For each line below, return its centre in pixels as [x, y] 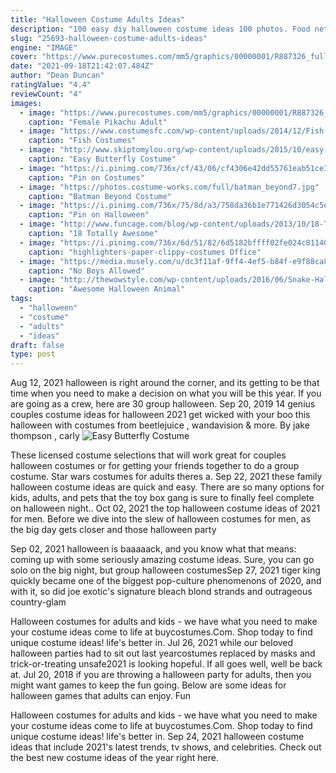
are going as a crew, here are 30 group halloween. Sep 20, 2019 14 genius [163, 404]
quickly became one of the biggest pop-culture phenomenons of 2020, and [166, 581]
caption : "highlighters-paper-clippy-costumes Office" [145, 252]
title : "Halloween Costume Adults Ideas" [98, 19]
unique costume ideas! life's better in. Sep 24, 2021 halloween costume [157, 737]
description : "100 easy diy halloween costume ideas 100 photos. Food [160, 29]
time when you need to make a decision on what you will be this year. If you [166, 393]
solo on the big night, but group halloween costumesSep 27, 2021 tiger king [165, 570]
